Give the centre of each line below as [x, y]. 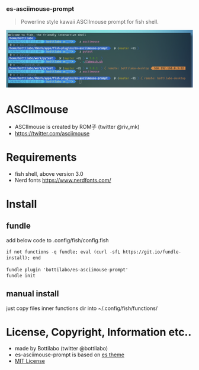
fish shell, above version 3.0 [49, 173]
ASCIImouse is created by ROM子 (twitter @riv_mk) [77, 127]
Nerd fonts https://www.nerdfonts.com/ [63, 180]
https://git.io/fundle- [152, 252]
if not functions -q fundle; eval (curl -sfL [63, 252]
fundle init [21, 276]
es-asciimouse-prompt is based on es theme [69, 355]
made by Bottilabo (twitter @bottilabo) [61, 349]
